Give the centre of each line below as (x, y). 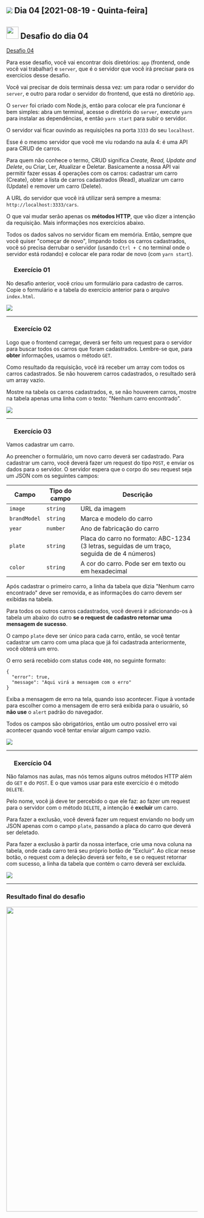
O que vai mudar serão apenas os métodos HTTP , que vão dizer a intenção (101, 216)
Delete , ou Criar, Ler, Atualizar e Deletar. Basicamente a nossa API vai (93, 167)
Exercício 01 (32, 270)
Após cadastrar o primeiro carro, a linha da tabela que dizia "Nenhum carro (100, 586)
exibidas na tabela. (30, 599)
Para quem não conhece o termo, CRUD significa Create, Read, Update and (101, 160)
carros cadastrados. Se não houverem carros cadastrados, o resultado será (101, 373)
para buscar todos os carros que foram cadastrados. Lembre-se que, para (100, 349)
